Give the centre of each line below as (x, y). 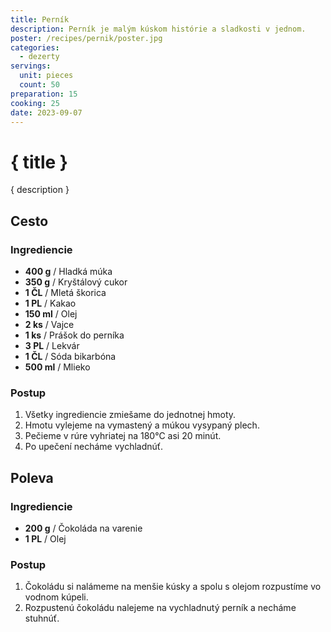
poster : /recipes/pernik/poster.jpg (86, 38)
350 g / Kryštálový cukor (76, 282)
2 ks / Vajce (49, 324)
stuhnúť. (42, 618)
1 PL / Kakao (50, 303)
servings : (31, 66)
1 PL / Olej (45, 538)
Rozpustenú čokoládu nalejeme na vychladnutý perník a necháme (160, 608)
